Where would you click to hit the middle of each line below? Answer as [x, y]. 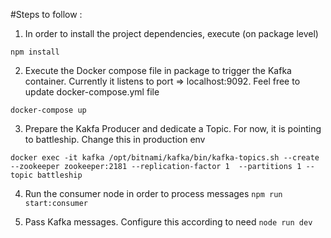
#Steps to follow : [46, 14]
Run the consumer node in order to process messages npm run [153, 193]
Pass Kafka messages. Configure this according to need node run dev [168, 222]
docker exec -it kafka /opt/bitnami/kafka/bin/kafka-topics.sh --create [165, 158]
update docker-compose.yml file [92, 92]
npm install [35, 52]
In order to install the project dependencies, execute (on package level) [171, 33]
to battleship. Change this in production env [115, 139]
